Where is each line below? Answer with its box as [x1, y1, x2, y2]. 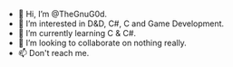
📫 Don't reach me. [17, 48, 90, 58]
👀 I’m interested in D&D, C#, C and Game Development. [17, 18, 225, 29]
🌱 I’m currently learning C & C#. [17, 28, 137, 38]
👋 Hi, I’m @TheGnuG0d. [17, 9, 107, 19]
